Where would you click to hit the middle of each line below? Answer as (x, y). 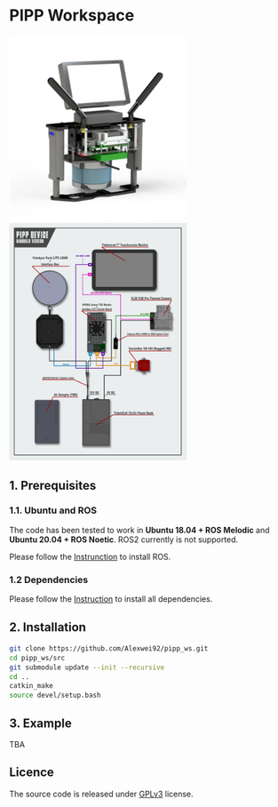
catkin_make (31, 686)
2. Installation (48, 627)
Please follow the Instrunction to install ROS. (90, 556)
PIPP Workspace (72, 16)
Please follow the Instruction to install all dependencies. (111, 599)
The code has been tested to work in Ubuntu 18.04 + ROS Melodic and (139, 530)
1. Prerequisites (53, 485)
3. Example (41, 723)
